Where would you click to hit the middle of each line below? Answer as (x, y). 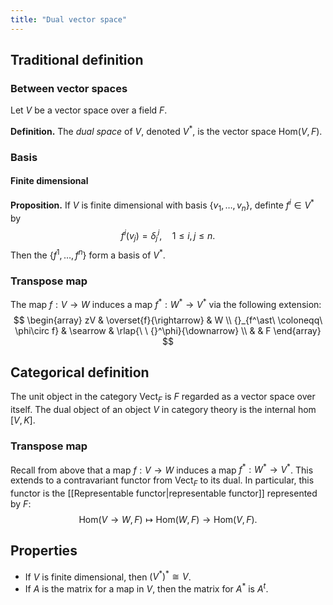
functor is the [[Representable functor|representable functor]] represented (164, 493)
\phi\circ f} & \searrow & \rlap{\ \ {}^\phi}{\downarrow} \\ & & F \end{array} (168, 330)
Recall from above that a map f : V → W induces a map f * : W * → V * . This (162, 469)
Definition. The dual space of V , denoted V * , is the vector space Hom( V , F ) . (166, 130)
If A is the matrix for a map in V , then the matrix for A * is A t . (146, 588)
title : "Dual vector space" (69, 19)
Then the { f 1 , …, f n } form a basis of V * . (88, 254)
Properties (44, 551)
